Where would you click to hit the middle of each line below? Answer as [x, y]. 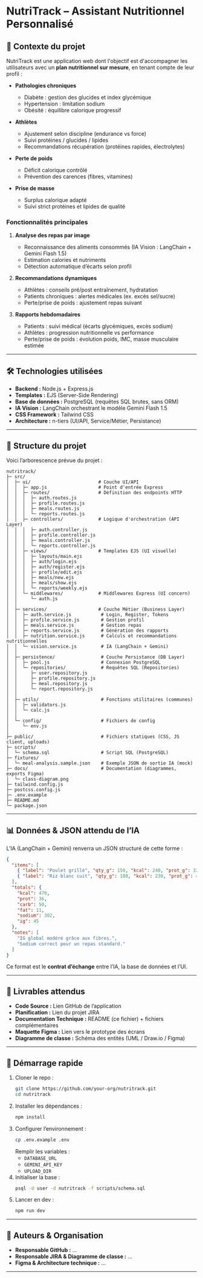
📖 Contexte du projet [46, 46]
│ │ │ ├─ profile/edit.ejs [44, 572]
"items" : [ [25, 865]
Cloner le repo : [34, 1078]
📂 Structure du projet [46, 446]
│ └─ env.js [27, 726]
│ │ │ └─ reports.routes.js [46, 514]
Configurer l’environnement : [50, 1128]
